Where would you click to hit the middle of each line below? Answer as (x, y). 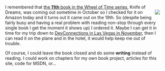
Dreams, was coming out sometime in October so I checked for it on (74, 12)
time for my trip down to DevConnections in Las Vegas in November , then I (81, 33)
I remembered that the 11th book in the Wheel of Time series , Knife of (75, 7)
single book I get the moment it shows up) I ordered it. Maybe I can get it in (81, 28)
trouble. (13, 43)
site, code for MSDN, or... (31, 63)
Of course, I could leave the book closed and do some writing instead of (79, 53)
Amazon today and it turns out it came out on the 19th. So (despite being (78, 17)
